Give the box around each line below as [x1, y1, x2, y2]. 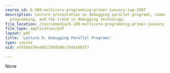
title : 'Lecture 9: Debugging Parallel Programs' [5, 36, 112, 41]
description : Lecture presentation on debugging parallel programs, [5, 12, 153, 17]
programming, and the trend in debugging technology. [10, 17, 125, 22]
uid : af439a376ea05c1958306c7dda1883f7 [5, 45, 90, 50]
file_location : [5, 21, 37, 27]
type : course [5, 40, 33, 45]
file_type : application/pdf [5, 26, 65, 31]
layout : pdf [5, 31, 30, 36]
